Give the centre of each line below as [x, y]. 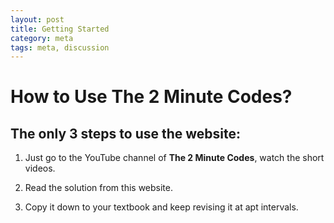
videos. [40, 168]
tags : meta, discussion [60, 47]
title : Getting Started [60, 29]
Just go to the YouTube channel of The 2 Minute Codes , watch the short [174, 158]
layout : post [37, 19]
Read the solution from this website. [99, 188]
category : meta [42, 38]
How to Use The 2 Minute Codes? [151, 97]
